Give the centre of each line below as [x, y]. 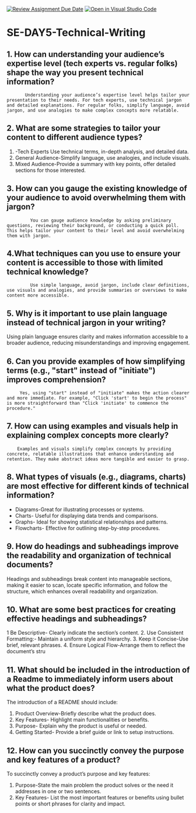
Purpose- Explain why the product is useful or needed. [81, 726]
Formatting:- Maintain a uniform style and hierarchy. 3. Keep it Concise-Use [98, 639]
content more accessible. [38, 295]
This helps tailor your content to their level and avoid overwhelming [95, 230]
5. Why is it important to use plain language [87, 313]
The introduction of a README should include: [62, 702]
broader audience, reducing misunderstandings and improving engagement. [98, 343]
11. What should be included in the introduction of [98, 670]
